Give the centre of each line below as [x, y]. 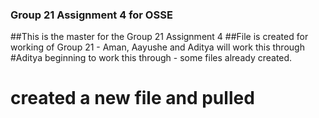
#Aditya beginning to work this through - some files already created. [151, 58]
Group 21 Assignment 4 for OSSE [91, 15]
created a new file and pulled [132, 98]
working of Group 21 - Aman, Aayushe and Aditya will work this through [157, 47]
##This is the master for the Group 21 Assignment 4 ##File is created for [159, 37]
